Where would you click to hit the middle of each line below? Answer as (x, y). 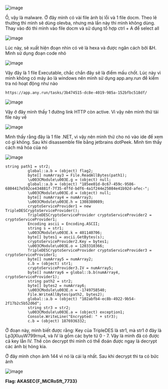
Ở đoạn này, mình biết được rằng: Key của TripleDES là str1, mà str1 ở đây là (83, 330)
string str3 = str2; (49, 308)
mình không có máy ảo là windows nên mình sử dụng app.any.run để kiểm (82, 78)
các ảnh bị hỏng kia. (26, 346)
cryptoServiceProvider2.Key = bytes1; (68, 242)
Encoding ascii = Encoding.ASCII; (64, 224)
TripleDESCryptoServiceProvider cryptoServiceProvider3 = (90, 250)
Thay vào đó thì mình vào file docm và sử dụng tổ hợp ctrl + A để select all (82, 28)
